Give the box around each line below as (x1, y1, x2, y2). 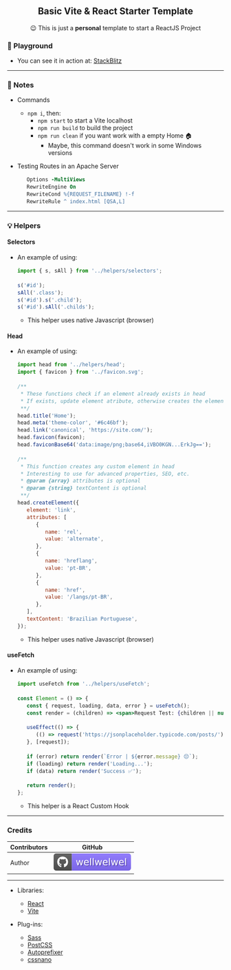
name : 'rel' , (45, 528, 82, 536)
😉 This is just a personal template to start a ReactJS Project (30, 23, 201, 32)
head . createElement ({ (16, 499, 80, 507)
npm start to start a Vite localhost (37, 116, 133, 125)
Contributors (10, 843, 48, 851)
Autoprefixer (27, 948, 63, 956)
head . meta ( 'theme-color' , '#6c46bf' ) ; (16, 419, 129, 426)
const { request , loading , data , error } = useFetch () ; (26, 702, 190, 709)
